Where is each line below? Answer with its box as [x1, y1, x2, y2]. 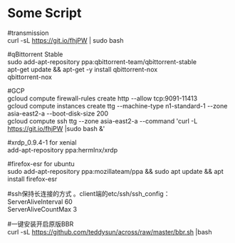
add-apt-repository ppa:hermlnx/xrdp [7, 145, 118, 154]
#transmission [7, 29, 49, 37]
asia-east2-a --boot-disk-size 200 [7, 109, 109, 118]
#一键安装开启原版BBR [7, 219, 74, 228]
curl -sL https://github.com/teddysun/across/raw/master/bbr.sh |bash [7, 227, 212, 236]
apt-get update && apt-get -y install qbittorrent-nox [7, 65, 158, 73]
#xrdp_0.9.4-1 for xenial [7, 138, 77, 147]
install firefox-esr [7, 175, 58, 183]
